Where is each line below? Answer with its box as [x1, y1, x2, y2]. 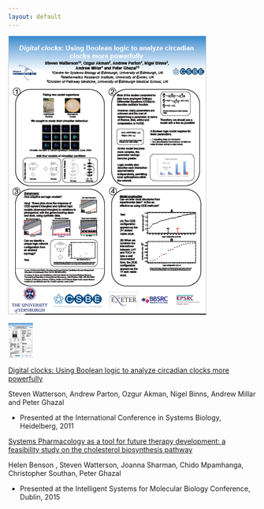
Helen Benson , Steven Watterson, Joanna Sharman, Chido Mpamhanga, [8, 460, 244, 470]
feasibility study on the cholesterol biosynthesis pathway [8, 444, 193, 454]
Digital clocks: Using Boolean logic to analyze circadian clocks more [8, 365, 230, 375]
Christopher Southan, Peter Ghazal [8, 468, 121, 477]
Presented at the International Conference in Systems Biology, [19, 413, 222, 422]
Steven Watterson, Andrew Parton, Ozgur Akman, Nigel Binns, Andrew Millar [8, 389, 256, 399]
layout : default [8, 13, 61, 21]
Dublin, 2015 [19, 492, 61, 501]
